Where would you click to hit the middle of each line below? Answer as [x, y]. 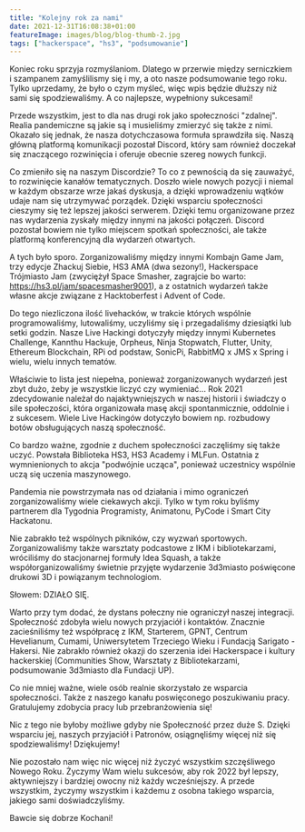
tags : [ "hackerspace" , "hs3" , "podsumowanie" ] [99, 43]
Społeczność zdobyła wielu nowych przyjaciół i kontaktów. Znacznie [137, 622]
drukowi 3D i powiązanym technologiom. [85, 577]
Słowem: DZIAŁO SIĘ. [49, 595]
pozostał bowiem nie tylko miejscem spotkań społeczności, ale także [138, 230]
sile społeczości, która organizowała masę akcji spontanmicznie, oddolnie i [149, 408]
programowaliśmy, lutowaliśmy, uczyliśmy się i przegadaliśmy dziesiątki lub [151, 323]
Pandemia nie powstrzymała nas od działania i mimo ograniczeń [129, 492]
